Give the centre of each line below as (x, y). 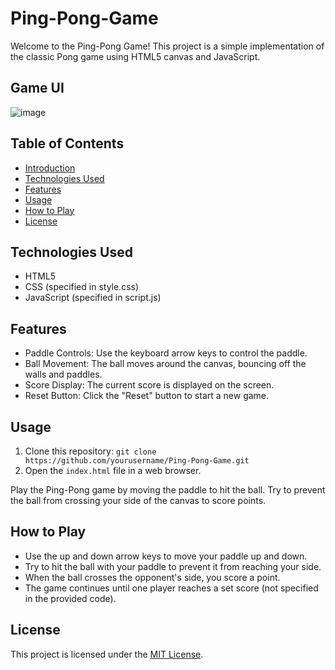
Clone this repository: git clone (90, 451)
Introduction (50, 168)
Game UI (37, 88)
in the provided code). (70, 598)
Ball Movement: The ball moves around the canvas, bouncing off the (165, 364)
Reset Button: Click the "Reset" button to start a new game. (147, 396)
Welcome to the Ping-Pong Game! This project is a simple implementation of (167, 46)
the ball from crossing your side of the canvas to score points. (138, 500)
